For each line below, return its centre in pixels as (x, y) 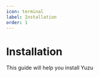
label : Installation (32, 17)
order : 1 (17, 22)
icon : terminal (25, 11)
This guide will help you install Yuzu (50, 68)
